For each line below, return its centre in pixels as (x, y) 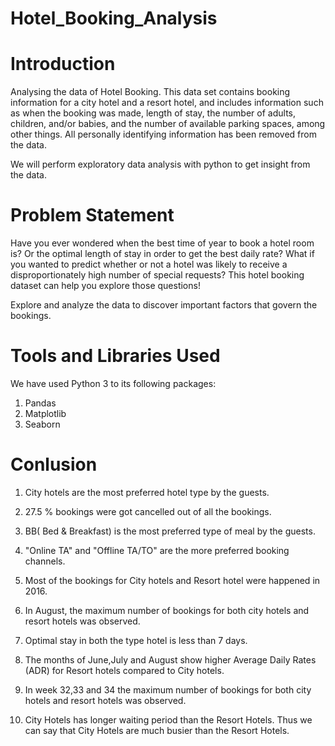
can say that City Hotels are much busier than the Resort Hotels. (157, 730)
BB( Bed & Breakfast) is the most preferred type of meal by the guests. (170, 531)
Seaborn (42, 424)
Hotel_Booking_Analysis (114, 18)
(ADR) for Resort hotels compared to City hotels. (124, 670)
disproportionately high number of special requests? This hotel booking (157, 275)
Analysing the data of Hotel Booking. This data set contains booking (150, 92)
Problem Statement (92, 215)
